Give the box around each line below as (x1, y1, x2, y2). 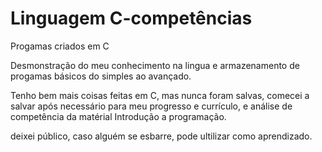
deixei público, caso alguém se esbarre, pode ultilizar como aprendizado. (10, 130, 313, 142)
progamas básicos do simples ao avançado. (10, 70, 192, 82)
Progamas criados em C (10, 40, 110, 52)
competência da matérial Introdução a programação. (10, 110, 227, 122)
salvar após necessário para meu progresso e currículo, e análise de (10, 100, 293, 112)
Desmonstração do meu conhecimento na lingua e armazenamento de (10, 59, 300, 71)
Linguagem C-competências (10, 7, 253, 30)
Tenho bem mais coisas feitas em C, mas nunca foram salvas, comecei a (10, 89, 310, 101)
